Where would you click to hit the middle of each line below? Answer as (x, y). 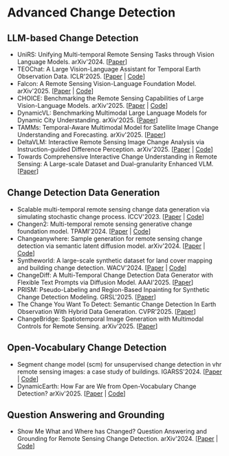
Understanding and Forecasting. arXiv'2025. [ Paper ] (91, 135)
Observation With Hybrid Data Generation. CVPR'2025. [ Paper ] (106, 311)
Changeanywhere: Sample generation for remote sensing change (110, 238)
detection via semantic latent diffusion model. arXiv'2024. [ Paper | (111, 246)
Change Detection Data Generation (84, 193)
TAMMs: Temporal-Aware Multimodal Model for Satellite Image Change (118, 127)
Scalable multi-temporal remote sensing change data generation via (113, 209)
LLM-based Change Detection (73, 38)
